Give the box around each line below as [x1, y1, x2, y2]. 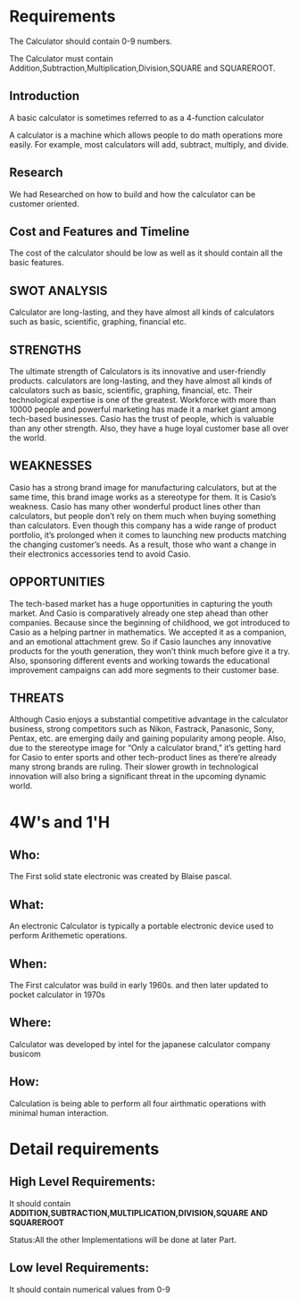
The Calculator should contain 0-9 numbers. [9, 36, 172, 46]
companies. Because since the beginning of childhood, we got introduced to [9, 617, 290, 627]
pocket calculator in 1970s [9, 989, 105, 1000]
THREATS [9, 691, 64, 706]
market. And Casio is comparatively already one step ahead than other [9, 608, 269, 618]
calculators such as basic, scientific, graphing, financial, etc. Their [9, 385, 253, 395]
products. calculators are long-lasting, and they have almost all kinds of [9, 375, 272, 386]
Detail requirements [9, 1138, 160, 1159]
